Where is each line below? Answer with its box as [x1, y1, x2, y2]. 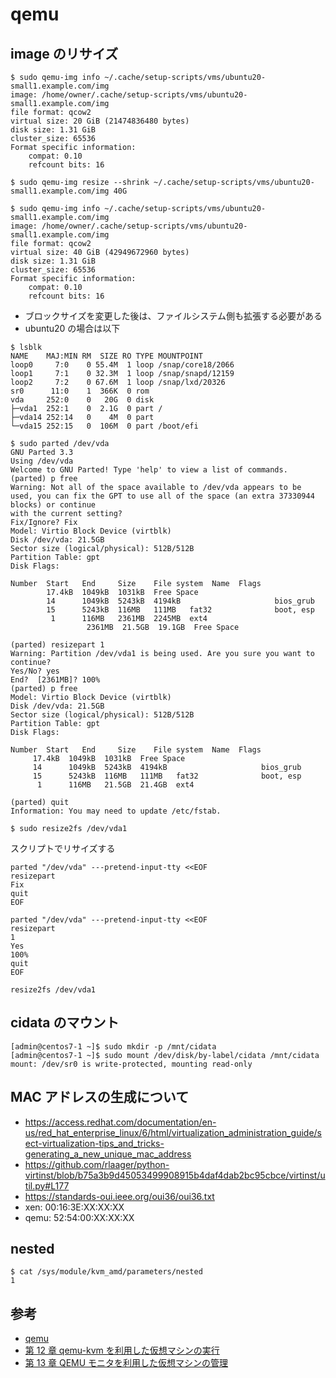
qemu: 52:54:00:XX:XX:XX [24, 1211, 135, 1223]
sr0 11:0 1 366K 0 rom [10, 386, 150, 396]
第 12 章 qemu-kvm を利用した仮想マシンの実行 [24, 1344, 220, 1357]
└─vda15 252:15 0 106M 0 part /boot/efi [10, 421, 199, 431]
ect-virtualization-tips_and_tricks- [24, 1137, 165, 1149]
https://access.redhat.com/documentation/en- [24, 1116, 217, 1128]
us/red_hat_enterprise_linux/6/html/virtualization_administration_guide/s [24, 1126, 323, 1138]
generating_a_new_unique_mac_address [24, 1148, 192, 1160]
